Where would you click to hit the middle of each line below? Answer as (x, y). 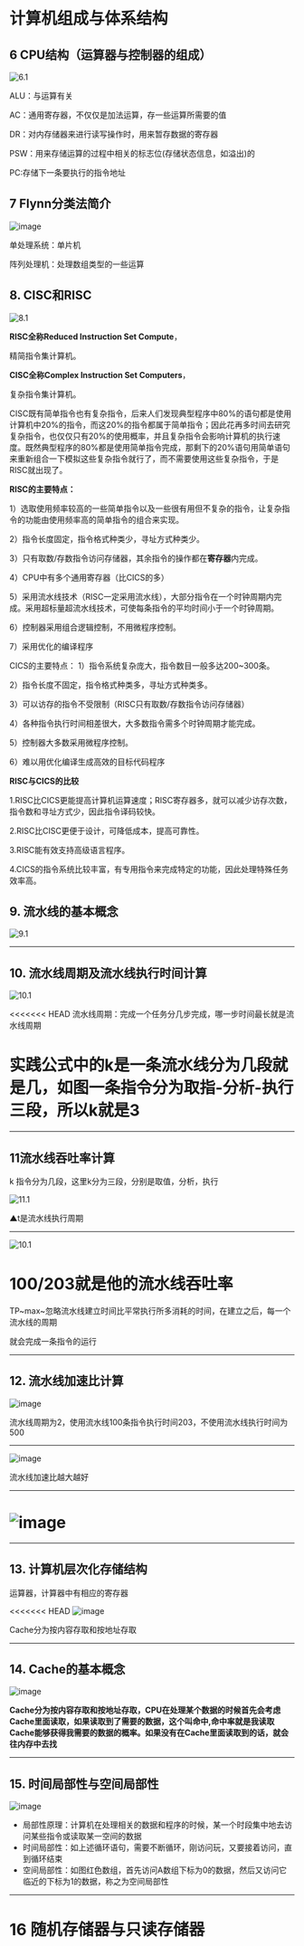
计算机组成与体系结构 (89, 19)
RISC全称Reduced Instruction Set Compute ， (96, 337)
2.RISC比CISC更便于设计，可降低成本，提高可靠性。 (107, 831)
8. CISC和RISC (51, 295)
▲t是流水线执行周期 (47, 1218)
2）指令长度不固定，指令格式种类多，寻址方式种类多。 (111, 685)
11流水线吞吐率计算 (62, 1158)
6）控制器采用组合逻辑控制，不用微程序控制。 (95, 627)
